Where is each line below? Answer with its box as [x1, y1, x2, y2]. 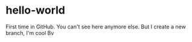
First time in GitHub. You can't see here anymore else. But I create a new [5, 23, 187, 30]
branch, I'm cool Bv [5, 29, 54, 36]
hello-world [5, 4, 66, 17]
